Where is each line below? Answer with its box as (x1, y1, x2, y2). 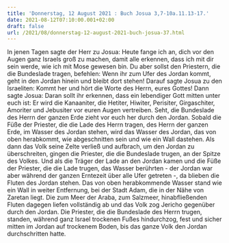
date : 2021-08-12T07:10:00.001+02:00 (7, 16, 115, 23)
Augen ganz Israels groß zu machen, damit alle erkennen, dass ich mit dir (7, 55, 214, 64)
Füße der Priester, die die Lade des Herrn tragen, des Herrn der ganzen (7, 120, 208, 129)
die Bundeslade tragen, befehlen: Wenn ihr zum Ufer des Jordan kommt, (7, 70, 211, 78)
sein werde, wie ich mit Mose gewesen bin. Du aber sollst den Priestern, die (7, 62, 221, 71)
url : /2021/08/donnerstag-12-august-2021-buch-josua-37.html (7, 29, 185, 36)
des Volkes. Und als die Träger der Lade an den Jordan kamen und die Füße (7, 157, 221, 165)
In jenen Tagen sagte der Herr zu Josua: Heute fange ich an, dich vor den (7, 48, 214, 56)
